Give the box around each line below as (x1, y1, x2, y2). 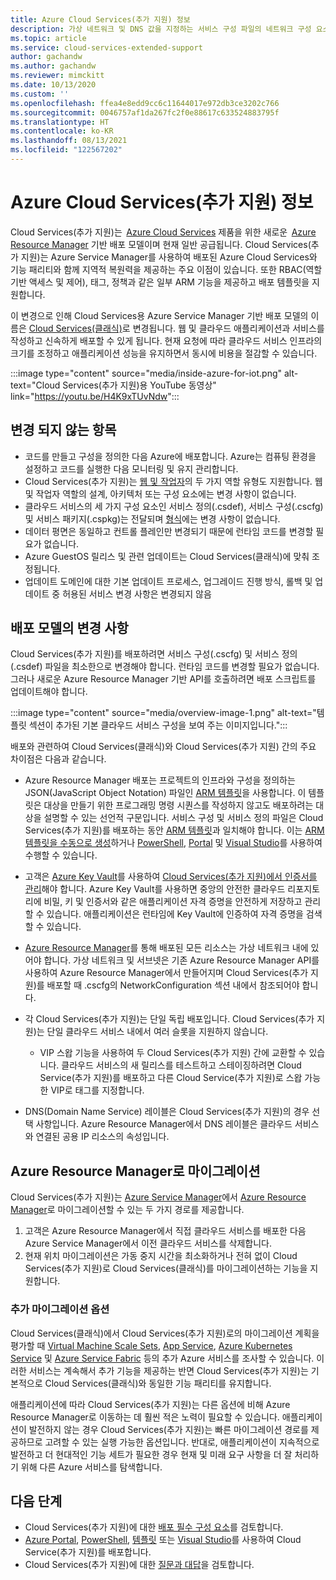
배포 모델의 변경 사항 (10, 620, 129, 637)
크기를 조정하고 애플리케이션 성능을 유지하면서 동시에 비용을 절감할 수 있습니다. (10, 347, 318, 359)
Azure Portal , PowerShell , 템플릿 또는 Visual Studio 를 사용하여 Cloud (24, 1534, 302, 1546)
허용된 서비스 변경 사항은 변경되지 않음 (62, 587, 212, 600)
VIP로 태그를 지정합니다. (50, 1084, 145, 1096)
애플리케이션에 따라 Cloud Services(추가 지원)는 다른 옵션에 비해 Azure (10, 1398, 291, 1410)
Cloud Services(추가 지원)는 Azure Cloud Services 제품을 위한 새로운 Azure (10, 226, 317, 238)
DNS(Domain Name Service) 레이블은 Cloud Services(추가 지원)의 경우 (24, 1106, 310, 1118)
